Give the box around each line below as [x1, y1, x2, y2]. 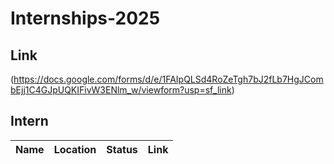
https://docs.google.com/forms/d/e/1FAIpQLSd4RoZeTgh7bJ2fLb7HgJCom [13, 73, 324, 85]
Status [106, 142, 138, 156]
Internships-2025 [10, 7, 161, 30]
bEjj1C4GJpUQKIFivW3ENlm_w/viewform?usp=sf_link [10, 84, 232, 96]
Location [53, 142, 97, 156]
